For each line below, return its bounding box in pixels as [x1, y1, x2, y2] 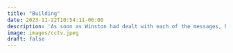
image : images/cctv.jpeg [7, 29, 79, 36]
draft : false [7, 36, 45, 43]
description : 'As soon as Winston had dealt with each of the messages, [7, 23, 222, 30]
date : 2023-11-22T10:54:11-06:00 [7, 17, 104, 23]
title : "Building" [7, 10, 60, 17]
